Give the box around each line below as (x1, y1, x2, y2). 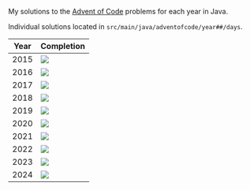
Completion (40, 41, 85, 51)
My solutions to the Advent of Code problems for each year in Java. (8, 7, 229, 16)
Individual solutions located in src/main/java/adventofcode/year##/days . (8, 22, 243, 31)
